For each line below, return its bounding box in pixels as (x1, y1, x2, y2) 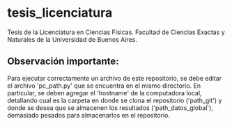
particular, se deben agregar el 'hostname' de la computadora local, (7, 88, 202, 97)
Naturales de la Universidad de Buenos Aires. (7, 35, 137, 43)
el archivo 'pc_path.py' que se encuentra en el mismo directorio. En (7, 81, 201, 90)
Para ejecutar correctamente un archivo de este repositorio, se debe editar (7, 74, 222, 82)
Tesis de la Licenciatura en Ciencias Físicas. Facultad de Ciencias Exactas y (7, 28, 225, 36)
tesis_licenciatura (7, 5, 113, 21)
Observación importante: (7, 56, 120, 68)
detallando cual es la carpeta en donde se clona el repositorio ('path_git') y (7, 96, 222, 104)
